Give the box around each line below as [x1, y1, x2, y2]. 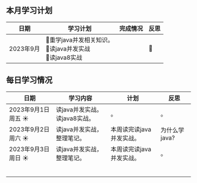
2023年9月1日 [9, 105, 50, 113]
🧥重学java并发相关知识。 [45, 36, 114, 44]
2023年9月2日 [9, 125, 50, 133]
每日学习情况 [6, 75, 53, 85]
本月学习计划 [6, 5, 53, 16]
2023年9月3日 [9, 145, 50, 153]
